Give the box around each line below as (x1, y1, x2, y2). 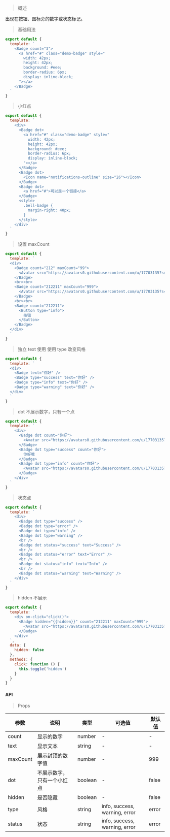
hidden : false (14, 648, 44, 653)
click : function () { (14, 661, 60, 667)
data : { (10, 642, 26, 648)
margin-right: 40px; (27, 208, 71, 213)
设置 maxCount (17, 241, 50, 247)
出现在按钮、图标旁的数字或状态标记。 (5, 16, 85, 22)
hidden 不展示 (17, 595, 47, 601)
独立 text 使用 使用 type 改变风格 (17, 346, 86, 352)
